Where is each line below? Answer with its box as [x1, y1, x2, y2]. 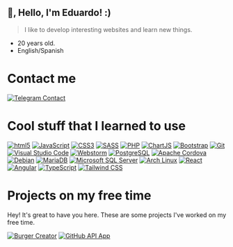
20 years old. [17, 39, 56, 47]
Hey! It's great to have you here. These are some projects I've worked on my [7, 210, 227, 219]
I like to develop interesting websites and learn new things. [24, 25, 193, 33]
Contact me [7, 71, 77, 86]
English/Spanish [17, 46, 64, 54]
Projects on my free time [7, 187, 152, 203]
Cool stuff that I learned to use [7, 118, 186, 134]
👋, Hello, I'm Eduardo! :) [7, 7, 111, 19]
